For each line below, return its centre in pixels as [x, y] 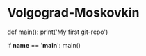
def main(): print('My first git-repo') [58, 32]
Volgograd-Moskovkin [73, 13]
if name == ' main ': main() [44, 45]
